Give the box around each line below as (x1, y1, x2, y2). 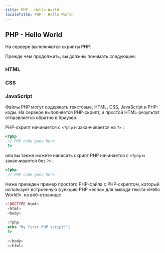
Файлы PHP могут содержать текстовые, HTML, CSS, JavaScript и (5, 104, 147, 110)
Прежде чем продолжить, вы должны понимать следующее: (5, 53, 136, 59)
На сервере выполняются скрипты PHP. (5, 43, 91, 50)
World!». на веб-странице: (5, 191, 62, 197)
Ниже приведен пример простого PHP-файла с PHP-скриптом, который (5, 181, 159, 187)
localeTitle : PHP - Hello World (5, 12, 73, 17)
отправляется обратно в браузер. (5, 114, 78, 120)
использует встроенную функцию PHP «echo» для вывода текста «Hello (5, 186, 160, 192)
